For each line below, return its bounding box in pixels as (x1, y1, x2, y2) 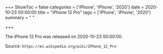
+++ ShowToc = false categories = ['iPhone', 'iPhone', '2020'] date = (5, 4, 144, 10)
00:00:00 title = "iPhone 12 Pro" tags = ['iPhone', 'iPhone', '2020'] (18, 9, 151, 15)
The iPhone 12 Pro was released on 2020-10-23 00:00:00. (5, 34, 123, 39)
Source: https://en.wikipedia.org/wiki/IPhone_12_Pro (5, 43, 117, 49)
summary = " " (5, 15, 35, 20)
